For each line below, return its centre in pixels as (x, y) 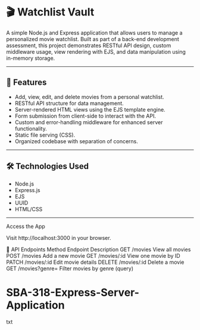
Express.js (27, 190)
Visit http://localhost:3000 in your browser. (59, 238)
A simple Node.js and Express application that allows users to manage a (94, 33)
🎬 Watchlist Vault (50, 12)
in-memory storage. (31, 58)
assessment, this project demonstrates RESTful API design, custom (89, 45)
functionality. (31, 128)
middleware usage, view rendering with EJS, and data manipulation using (96, 51)
